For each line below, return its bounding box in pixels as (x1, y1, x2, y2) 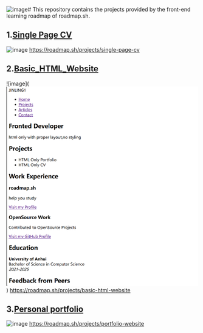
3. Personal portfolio (6, 304, 84, 314)
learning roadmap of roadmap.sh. (6, 12, 91, 19)
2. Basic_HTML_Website (6, 64, 98, 74)
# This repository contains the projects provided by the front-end (27, 6, 191, 13)
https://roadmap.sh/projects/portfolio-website (29, 320, 145, 328)
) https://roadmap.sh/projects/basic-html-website (6, 286, 131, 293)
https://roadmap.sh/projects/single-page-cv (29, 46, 140, 53)
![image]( (6, 80, 29, 87)
